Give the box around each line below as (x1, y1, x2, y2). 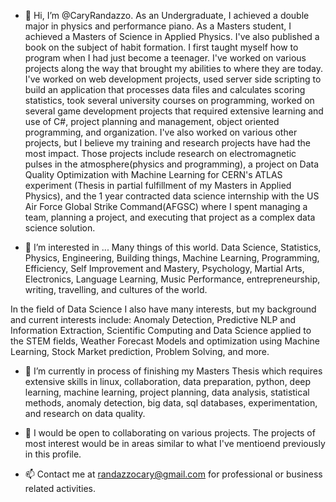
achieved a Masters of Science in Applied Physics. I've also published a (24, 31, 320, 42)
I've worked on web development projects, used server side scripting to (24, 73, 322, 85)
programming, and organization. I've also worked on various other (24, 126, 298, 138)
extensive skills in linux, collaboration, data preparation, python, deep (24, 376, 312, 387)
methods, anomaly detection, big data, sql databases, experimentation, (24, 397, 318, 409)
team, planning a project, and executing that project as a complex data (24, 211, 316, 223)
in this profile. (24, 448, 82, 460)
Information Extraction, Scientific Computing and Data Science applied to (10, 325, 312, 336)
